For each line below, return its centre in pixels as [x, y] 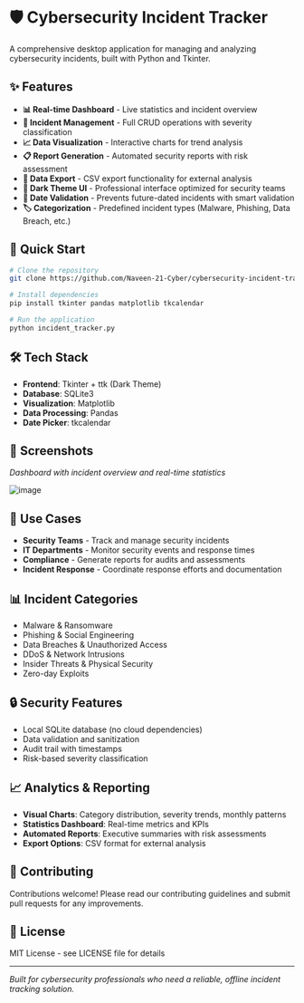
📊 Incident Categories [74, 599]
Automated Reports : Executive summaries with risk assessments [144, 834]
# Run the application [52, 320]
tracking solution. [42, 989]
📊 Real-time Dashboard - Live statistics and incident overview [140, 109]
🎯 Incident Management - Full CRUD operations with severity [137, 122]
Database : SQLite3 [58, 393]
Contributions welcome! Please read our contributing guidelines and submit [150, 893]
